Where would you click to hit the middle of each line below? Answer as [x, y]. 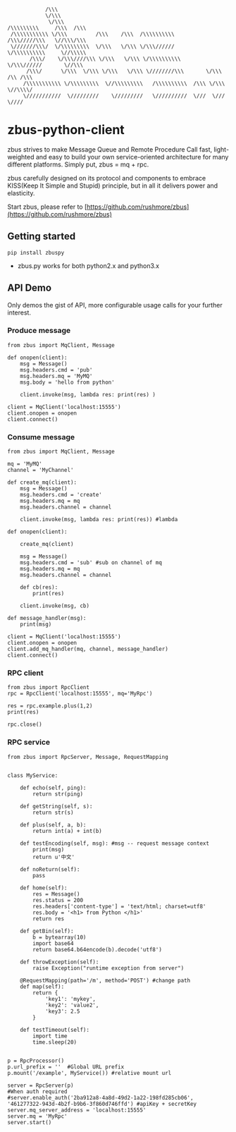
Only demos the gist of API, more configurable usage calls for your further [115, 305]
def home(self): [44, 888]
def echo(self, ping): [53, 788]
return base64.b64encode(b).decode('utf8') [97, 949]
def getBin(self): [47, 931]
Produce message [39, 331]
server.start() [30, 1122]
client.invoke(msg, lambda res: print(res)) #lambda [99, 520]
